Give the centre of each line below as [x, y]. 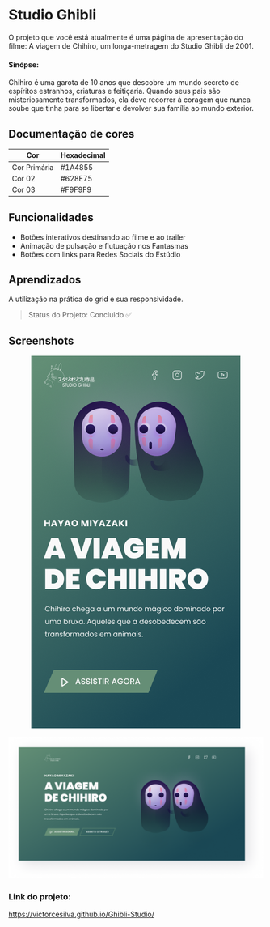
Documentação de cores [72, 134]
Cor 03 [23, 190]
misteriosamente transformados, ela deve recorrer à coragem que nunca [129, 100]
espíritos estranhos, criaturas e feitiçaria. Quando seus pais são [114, 91]
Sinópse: [23, 64]
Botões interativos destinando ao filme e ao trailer [103, 237]
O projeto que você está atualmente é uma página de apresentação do [126, 37]
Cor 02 [23, 178]
